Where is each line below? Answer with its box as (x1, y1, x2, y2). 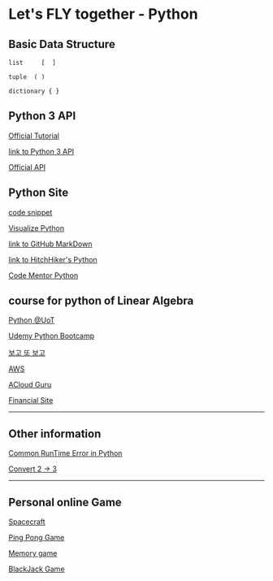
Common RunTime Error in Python (8, 449, 123, 458)
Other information (8, 427, 102, 440)
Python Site (8, 186, 69, 200)
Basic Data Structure (8, 37, 115, 51)
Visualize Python (8, 223, 65, 232)
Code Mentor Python (8, 270, 79, 280)
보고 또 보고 (8, 348, 46, 358)
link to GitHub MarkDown (8, 239, 93, 249)
